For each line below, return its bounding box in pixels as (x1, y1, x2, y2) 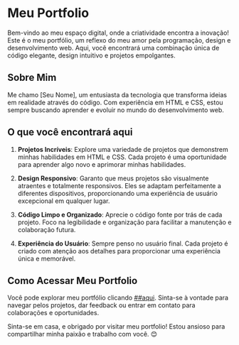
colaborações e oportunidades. (7, 309, 100, 317)
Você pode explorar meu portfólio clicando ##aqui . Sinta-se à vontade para (7, 293, 229, 302)
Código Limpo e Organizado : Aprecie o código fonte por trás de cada (17, 210, 223, 219)
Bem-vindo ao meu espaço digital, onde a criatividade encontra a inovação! (7, 28, 230, 37)
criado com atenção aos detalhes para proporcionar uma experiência (17, 246, 221, 255)
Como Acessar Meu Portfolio (7, 275, 138, 287)
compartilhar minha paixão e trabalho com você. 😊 (7, 330, 158, 339)
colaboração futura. (17, 225, 76, 234)
